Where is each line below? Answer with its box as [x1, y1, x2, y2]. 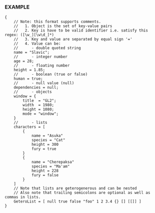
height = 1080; [22, 107, 54, 112]
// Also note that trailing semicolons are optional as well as [13, 190, 150, 195]
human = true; [13, 76, 43, 81]
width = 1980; [22, 103, 54, 108]
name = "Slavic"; [13, 50, 50, 55]
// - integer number [13, 54, 68, 60]
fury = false [31, 173, 58, 178]
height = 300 [31, 142, 58, 147]
